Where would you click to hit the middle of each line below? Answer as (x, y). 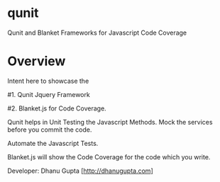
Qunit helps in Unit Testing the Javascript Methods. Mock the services (110, 122)
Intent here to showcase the (48, 81)
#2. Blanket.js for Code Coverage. (57, 108)
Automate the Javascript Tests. (53, 143)
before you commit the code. (50, 130)
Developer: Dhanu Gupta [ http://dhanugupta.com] (81, 171)
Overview (37, 61)
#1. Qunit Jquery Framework (49, 94)
